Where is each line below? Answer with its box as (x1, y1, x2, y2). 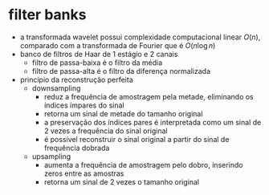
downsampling (31, 83, 81, 93)
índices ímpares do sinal (43, 100, 124, 110)
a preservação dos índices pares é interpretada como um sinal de (43, 117, 262, 127)
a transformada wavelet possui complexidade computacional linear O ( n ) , (19, 32, 261, 42)
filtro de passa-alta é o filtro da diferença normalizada (31, 66, 211, 75)
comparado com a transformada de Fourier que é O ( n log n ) (19, 40, 216, 50)
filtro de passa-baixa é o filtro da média (31, 58, 163, 67)
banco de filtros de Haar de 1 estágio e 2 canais (19, 49, 178, 59)
